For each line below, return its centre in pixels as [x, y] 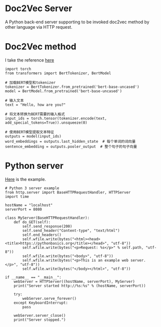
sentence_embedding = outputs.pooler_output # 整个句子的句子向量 [71, 147]
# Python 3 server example [32, 188]
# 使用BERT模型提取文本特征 [29, 132]
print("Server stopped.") [40, 320]
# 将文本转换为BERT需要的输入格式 [35, 114]
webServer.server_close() [40, 315]
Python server [34, 166]
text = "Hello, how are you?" [36, 105]
